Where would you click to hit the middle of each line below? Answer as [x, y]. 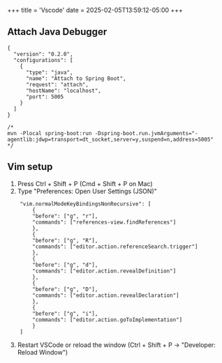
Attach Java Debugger [57, 32]
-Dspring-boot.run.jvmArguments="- [146, 133]
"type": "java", [49, 72]
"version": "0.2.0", [43, 54]
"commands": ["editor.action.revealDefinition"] [104, 271]
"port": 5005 [45, 97]
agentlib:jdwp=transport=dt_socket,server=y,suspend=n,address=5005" [111, 139]
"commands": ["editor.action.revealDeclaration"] [106, 295]
